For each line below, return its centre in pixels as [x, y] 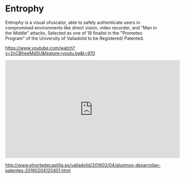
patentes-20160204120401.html [38, 170]
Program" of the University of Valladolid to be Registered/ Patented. [75, 38]
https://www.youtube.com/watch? [40, 48]
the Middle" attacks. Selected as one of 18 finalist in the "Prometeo [74, 33]
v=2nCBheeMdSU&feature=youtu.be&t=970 [50, 53]
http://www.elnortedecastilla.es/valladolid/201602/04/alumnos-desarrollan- [83, 165]
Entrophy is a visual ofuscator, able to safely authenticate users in [73, 22]
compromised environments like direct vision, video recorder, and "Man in [81, 27]
